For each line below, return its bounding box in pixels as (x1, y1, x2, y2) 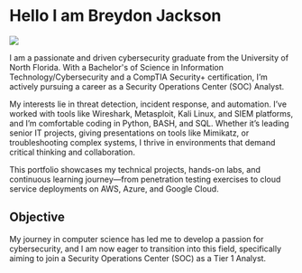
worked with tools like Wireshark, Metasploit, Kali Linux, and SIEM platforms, (9, 108, 294, 118)
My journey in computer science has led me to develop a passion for (9, 233, 264, 244)
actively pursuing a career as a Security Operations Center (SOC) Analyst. (9, 80, 285, 91)
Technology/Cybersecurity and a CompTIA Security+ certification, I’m (9, 71, 268, 82)
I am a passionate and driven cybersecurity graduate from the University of (9, 52, 289, 63)
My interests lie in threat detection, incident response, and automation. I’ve (9, 99, 287, 109)
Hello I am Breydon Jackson (9, 5, 222, 26)
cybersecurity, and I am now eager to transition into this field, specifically (9, 243, 282, 254)
